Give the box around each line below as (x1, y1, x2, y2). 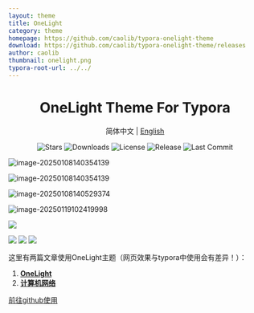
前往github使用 (8, 295, 58, 305)
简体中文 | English (105, 126, 165, 136)
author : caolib (8, 49, 59, 57)
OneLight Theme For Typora (39, 98, 231, 116)
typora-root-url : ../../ (8, 64, 92, 72)
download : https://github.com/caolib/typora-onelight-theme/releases (8, 42, 247, 50)
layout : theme (8, 11, 56, 20)
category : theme (8, 26, 63, 35)
